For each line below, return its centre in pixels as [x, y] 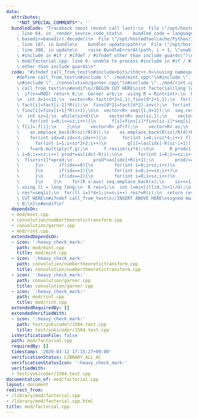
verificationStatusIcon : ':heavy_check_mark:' [70, 363]
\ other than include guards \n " [56, 66]
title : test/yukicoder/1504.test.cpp [63, 330]
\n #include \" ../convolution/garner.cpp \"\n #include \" [87, 83]
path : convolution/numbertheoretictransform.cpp [77, 264]
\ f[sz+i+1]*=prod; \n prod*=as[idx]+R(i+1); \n [85, 160]
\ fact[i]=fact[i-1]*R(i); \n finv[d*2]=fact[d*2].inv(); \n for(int [104, 105]
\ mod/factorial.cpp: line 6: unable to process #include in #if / [101, 61]
